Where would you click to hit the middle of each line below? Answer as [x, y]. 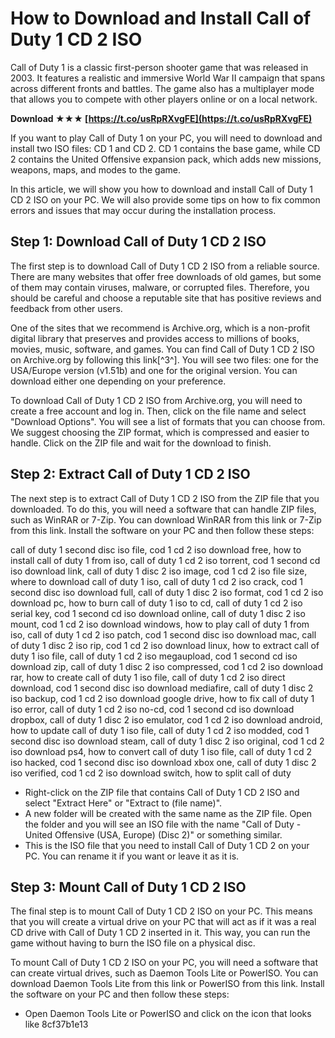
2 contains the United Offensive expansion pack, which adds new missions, [166, 159]
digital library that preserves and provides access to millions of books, [155, 338]
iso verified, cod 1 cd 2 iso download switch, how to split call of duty [151, 773]
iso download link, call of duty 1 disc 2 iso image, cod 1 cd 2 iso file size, [159, 571]
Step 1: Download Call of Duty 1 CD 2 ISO [138, 242]
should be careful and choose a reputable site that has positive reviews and [166, 298]
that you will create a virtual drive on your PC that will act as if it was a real [163, 922]
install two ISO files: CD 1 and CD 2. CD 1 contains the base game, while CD [165, 148]
